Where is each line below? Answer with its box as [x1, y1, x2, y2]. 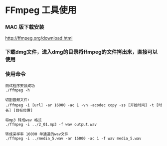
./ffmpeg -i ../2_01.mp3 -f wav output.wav [5, 122, 97, 127]
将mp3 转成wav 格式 [5, 118, 42, 123]
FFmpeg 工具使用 [5, 4, 77, 16]
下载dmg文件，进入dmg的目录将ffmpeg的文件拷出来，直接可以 [5, 48, 158, 55]
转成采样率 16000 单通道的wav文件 [5, 132, 69, 137]
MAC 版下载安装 [5, 23, 44, 30]
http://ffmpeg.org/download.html [5, 35, 73, 41]
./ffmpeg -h [5, 88, 30, 93]
